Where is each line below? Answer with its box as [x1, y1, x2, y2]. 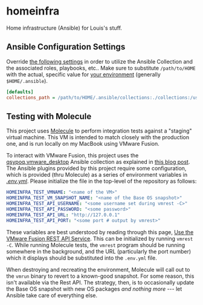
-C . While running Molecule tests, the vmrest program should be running [6, 241, 185, 249]
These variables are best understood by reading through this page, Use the [6, 228, 194, 235]
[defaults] [6, 89, 34, 95]
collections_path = [6, 94, 56, 100]
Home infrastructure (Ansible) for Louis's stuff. [6, 24, 123, 31]
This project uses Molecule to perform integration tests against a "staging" [6, 127, 192, 134]
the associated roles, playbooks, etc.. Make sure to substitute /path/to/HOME [6, 64, 196, 71]
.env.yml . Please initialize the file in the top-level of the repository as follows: [6, 177, 197, 185]
